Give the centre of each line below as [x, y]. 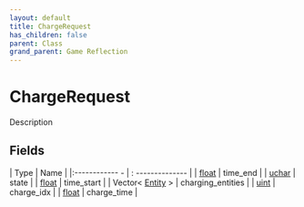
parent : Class [36, 43]
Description [31, 122]
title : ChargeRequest [51, 26]
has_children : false [49, 35]
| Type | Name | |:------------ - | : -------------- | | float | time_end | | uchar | [152, 172]
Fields [27, 151]
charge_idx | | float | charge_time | [74, 191]
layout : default [40, 18]
